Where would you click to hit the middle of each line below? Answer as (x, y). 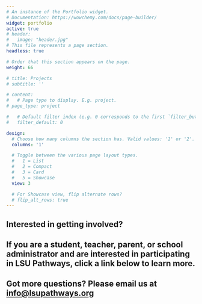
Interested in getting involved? (65, 224)
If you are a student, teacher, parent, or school (95, 245)
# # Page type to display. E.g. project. (62, 101)
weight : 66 (20, 67)
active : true (23, 29)
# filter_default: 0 (35, 122)
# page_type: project (33, 106)
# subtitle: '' (25, 84)
